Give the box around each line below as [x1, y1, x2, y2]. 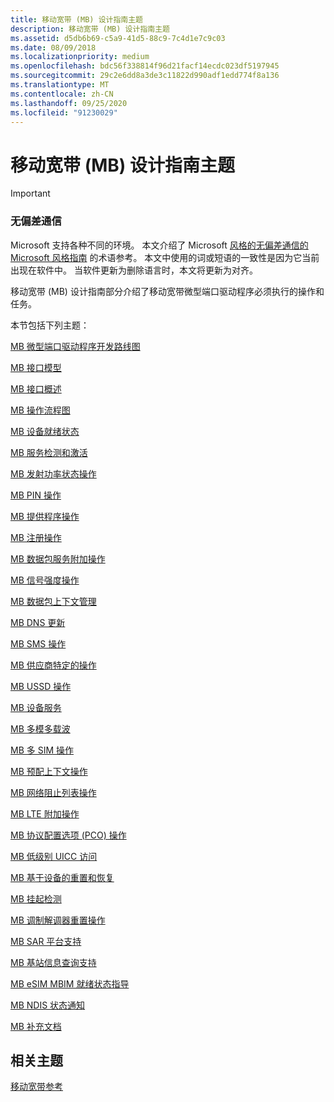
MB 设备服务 [10, 701, 62, 713]
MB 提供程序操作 [10, 510, 80, 522]
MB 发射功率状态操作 [10, 467, 97, 480]
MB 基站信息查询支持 [10, 956, 97, 968]
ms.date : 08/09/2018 [10, 42, 97, 53]
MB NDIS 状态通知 [10, 999, 86, 1011]
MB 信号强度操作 [10, 574, 80, 586]
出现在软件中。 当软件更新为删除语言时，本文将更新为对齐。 [10, 264, 258, 276]
